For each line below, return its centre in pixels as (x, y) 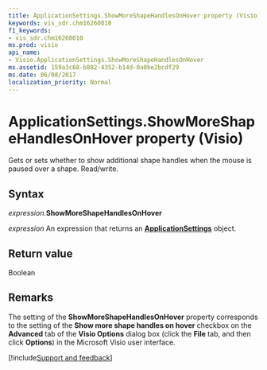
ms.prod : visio (33, 45)
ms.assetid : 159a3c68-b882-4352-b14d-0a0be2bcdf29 (94, 68)
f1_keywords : (30, 30)
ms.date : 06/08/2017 (43, 75)
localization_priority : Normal (60, 82)
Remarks (31, 298)
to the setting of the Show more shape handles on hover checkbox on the (130, 325)
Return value (41, 253)
